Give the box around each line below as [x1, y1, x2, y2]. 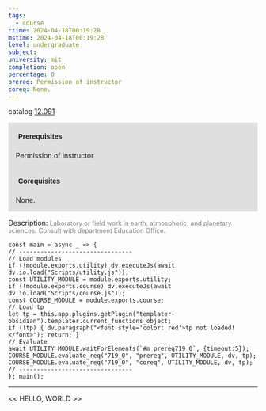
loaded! [210, 324, 236, 333]
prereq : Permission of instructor [8, 78, 123, 86]
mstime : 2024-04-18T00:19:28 [8, 33, 104, 42]
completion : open [8, 63, 66, 71]
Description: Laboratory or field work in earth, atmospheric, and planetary [8, 219, 232, 228]
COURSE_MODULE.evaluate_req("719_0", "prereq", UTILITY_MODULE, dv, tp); [8, 352, 257, 360]
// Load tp [8, 303, 44, 311]
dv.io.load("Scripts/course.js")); [8, 290, 126, 298]
